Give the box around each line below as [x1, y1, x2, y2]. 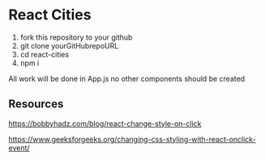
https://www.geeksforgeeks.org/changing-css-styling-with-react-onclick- [8, 134, 257, 144]
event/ [8, 143, 30, 153]
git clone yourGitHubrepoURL [19, 40, 119, 50]
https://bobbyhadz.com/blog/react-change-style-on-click [8, 119, 202, 128]
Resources [8, 97, 64, 111]
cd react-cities [19, 49, 70, 59]
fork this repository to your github [19, 32, 133, 42]
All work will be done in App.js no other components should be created [8, 74, 246, 83]
